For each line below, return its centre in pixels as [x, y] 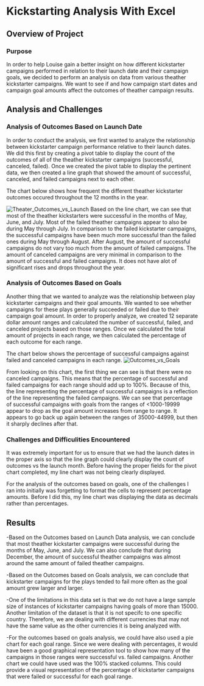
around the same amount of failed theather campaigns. [76, 563]
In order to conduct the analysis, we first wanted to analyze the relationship [101, 140]
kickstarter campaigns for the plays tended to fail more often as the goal [97, 581]
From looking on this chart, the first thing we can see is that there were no [99, 372]
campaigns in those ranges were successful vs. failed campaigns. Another [100, 657]
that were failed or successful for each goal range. [70, 676]
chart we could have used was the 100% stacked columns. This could [94, 663]
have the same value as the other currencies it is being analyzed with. [94, 626]
